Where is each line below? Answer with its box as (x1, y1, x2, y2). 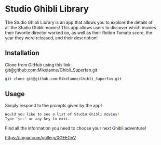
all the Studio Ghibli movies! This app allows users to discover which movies (5, 24, 156, 30)
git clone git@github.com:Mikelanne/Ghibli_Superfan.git (5, 76, 122, 81)
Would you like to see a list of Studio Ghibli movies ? (5, 112, 120, 117)
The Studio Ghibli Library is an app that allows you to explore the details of (5, 19, 153, 25)
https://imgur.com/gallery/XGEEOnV (5, 135, 76, 141)
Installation (5, 49, 40, 57)
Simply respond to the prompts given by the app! (5, 103, 102, 109)
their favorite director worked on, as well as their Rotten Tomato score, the (5, 30, 153, 35)
